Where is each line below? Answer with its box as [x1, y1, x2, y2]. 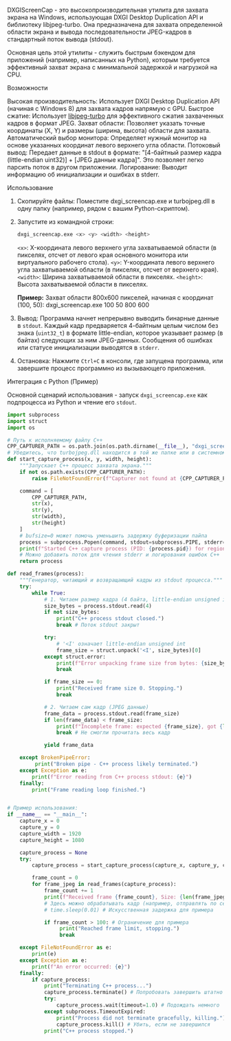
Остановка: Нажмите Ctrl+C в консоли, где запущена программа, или [16, 356, 223, 364]
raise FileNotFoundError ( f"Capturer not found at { [32, 475, 184, 482]
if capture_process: [32, 976, 91, 983]
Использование [7, 184, 54, 192]
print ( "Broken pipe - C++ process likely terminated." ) [34, 761, 198, 767]
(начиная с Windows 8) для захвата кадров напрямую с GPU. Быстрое [7, 105, 214, 112]
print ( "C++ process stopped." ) [43, 1027, 134, 1034]
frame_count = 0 [32, 874, 78, 881]
